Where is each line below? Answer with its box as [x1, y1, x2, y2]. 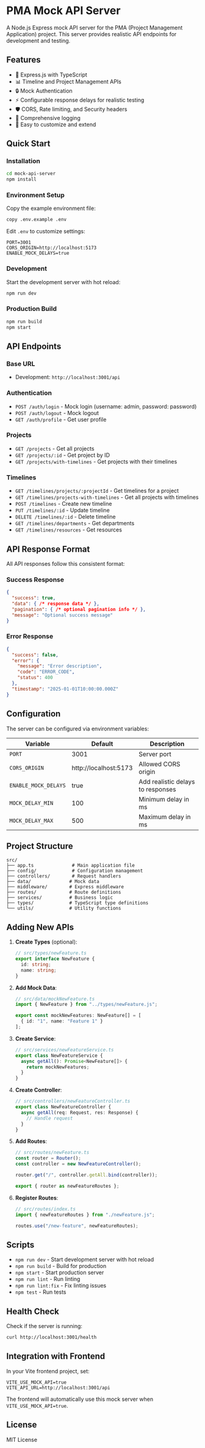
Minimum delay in [138, 795, 189, 803]
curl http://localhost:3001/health [6, 1334, 97, 1340]
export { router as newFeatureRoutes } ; [15, 1183, 120, 1189]
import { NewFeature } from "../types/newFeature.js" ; [15, 1002, 158, 1008]
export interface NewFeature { [15, 956, 95, 962]
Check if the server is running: [6, 1322, 82, 1329]
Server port [138, 749, 172, 758]
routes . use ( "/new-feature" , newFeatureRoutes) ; [15, 1223, 139, 1229]
